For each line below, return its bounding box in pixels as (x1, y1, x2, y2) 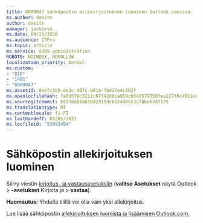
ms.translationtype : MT (6, 104, 66, 111)
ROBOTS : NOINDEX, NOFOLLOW (6, 54, 74, 60)
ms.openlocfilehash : (6, 93, 59, 99)
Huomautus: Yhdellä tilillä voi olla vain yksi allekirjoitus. (6, 198, 144, 205)
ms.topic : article (6, 43, 53, 49)
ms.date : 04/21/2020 (6, 31, 59, 37)
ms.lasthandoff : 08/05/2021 (6, 115, 77, 121)
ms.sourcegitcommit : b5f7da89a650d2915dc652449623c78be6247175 (6, 99, 169, 105)
